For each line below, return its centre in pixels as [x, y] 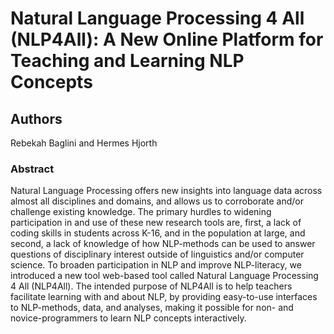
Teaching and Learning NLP [127, 61]
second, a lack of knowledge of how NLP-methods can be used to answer [163, 244]
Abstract [32, 169]
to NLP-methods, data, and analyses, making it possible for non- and [152, 308]
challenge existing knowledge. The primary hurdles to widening [141, 212]
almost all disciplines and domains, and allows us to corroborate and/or [157, 201]
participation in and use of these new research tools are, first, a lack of [156, 223]
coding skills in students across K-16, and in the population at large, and [158, 233]
